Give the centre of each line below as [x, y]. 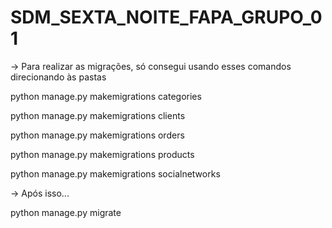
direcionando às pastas [58, 77]
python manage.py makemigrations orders [97, 135]
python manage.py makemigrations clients [98, 115]
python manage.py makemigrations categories [106, 96]
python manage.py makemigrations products [102, 154]
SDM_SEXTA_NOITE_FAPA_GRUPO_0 [166, 17]
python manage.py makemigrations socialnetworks [115, 173]
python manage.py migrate [66, 212]
